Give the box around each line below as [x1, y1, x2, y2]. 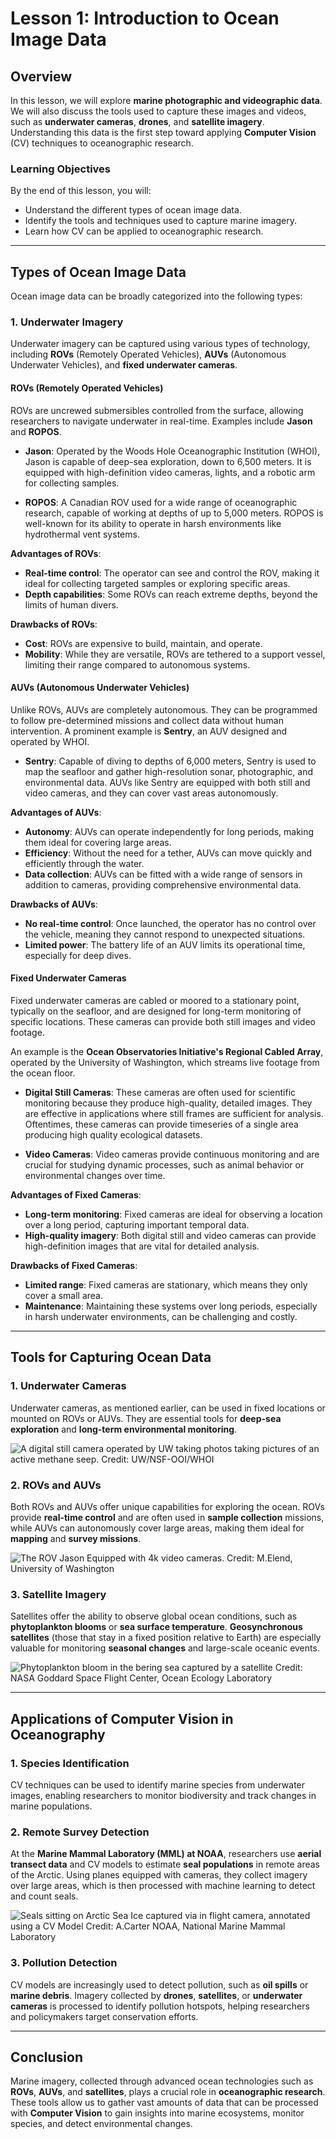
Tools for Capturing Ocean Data [10, 1349, 212, 1366]
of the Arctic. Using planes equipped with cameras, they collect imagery [10, 1869, 308, 1881]
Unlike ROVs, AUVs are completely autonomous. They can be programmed [10, 703, 318, 716]
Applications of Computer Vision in [10, 1710, 234, 1727]
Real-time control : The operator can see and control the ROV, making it [24, 567, 320, 579]
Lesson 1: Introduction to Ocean [10, 7, 280, 30]
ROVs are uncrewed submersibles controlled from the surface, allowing [10, 404, 304, 416]
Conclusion [10, 2048, 84, 2066]
